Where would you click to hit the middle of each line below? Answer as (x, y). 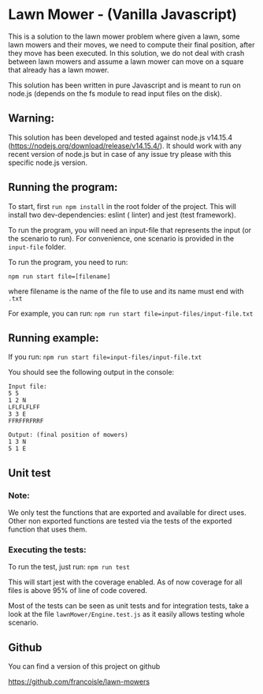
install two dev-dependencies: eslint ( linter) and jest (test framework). (122, 215)
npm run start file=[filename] (59, 276)
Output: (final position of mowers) (68, 435)
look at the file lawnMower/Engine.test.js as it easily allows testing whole (127, 614)
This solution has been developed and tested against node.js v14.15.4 (120, 137)
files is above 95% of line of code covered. (78, 591)
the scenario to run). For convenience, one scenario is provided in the (121, 238)
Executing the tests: (47, 550)
